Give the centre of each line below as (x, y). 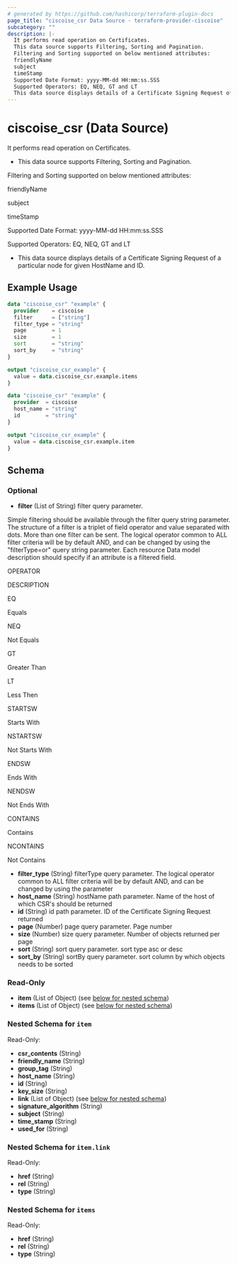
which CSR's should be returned (65, 904)
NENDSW (21, 792)
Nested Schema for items (51, 1210)
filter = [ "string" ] (52, 317)
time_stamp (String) (47, 1121)
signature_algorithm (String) (60, 1106)
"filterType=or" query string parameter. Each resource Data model (104, 550)
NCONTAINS (26, 846)
